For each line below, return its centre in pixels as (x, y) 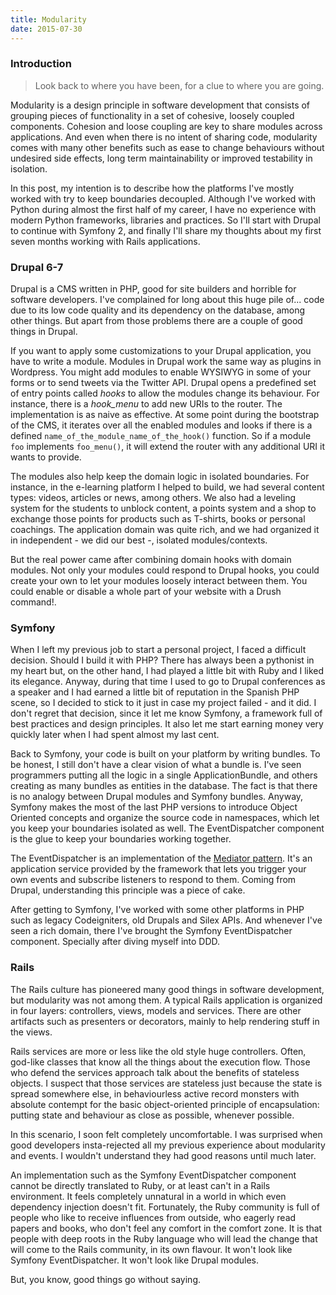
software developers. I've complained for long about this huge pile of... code (167, 300)
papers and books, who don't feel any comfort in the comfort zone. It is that (166, 1228)
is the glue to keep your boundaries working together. (121, 839)
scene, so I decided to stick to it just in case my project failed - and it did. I (163, 703)
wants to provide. (46, 457)
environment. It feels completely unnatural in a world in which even (148, 1196)
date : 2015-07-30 (46, 29)
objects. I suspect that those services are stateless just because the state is (166, 1083)
